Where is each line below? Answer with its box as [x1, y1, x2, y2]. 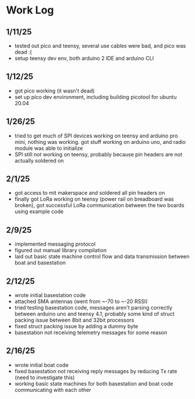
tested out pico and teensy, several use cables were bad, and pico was [14, 42, 186, 49]
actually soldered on [14, 157, 64, 164]
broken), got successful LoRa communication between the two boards [14, 202, 184, 209]
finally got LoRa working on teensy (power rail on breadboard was [14, 195, 174, 202]
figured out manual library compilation [14, 247, 107, 254]
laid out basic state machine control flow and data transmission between [14, 253, 190, 260]
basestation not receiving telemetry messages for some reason [14, 329, 167, 336]
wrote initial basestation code [14, 292, 86, 299]
